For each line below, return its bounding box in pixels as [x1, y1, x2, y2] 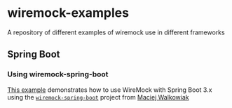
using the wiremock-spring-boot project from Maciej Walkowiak [7, 93, 189, 101]
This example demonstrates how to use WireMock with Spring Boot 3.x [7, 86, 212, 94]
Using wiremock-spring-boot [7, 69, 109, 79]
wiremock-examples [7, 5, 130, 21]
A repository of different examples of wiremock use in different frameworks [7, 28, 226, 36]
